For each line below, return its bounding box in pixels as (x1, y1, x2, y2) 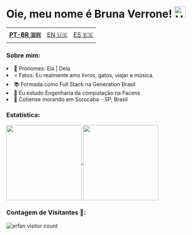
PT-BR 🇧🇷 (9, 31, 42, 39)
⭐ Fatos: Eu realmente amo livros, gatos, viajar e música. (14, 72, 154, 79)
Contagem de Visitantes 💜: (6, 208, 86, 217)
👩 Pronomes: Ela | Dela (14, 65, 70, 72)
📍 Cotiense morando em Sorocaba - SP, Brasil (14, 96, 128, 103)
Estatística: (6, 111, 40, 119)
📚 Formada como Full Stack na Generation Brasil (14, 81, 135, 88)
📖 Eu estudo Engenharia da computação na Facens (14, 89, 140, 96)
